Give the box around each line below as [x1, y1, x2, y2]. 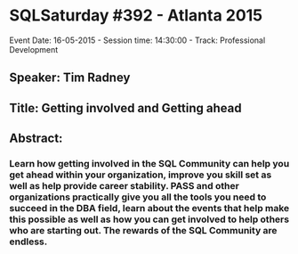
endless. [9, 235, 48, 248]
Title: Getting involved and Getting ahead [9, 100, 242, 116]
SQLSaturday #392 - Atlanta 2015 [9, 5, 263, 26]
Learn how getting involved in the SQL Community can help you [9, 158, 290, 170]
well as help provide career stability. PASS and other [9, 180, 240, 193]
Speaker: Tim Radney [9, 70, 131, 86]
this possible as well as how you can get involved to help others [9, 213, 290, 225]
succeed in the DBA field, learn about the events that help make [9, 202, 290, 215]
